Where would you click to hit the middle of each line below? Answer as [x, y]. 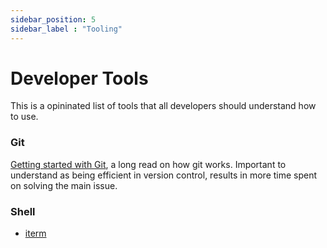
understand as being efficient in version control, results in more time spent [164, 175]
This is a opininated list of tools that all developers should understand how [163, 106]
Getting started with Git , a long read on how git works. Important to [148, 164]
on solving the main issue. [64, 185]
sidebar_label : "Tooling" [66, 29]
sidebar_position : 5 [53, 19]
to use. [24, 117]
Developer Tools [79, 78]
